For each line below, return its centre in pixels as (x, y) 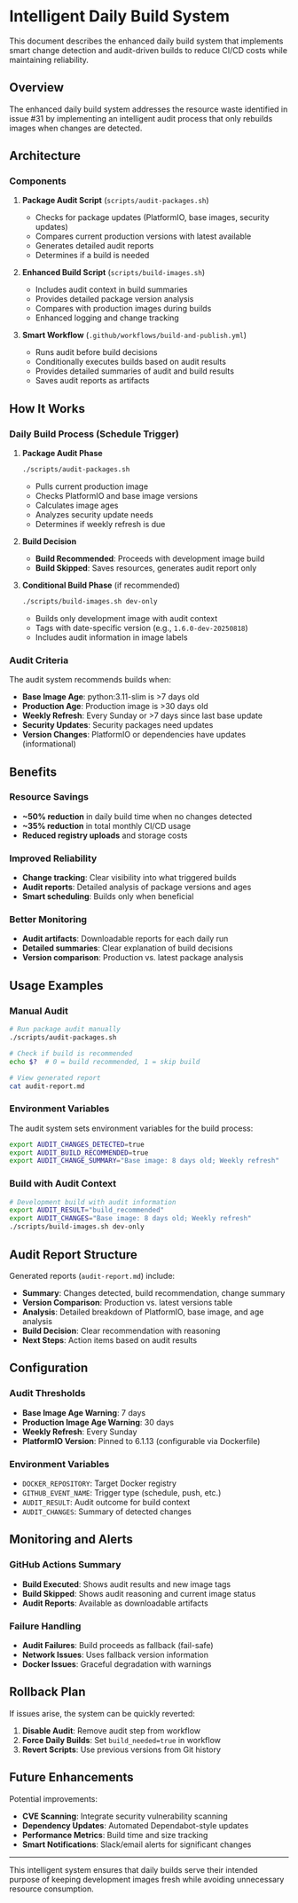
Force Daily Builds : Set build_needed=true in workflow (122, 1740)
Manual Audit (39, 1011)
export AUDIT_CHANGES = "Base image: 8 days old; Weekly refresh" (130, 1219)
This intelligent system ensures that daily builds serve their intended (134, 1869)
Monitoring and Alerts (71, 1540)
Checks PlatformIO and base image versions (116, 496)
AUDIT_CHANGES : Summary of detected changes (107, 1512)
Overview (37, 87)
